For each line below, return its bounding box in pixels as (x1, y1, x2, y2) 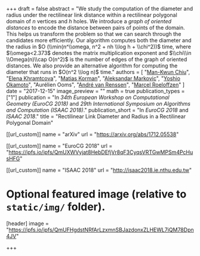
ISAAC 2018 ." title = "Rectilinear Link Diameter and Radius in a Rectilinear (6, 113, 186, 120)
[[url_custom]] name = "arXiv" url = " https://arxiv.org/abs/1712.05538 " (6, 131, 179, 138)
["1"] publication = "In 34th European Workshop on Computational (6, 94, 170, 101)
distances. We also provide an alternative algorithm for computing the (6, 62, 178, 69)
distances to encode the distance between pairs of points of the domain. (6, 24, 185, 31)
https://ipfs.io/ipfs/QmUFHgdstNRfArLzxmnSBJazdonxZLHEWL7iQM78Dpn (8, 226, 194, 233)
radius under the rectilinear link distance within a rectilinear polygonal (6, 11, 177, 18)
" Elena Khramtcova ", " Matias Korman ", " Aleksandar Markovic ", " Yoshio (6, 75, 181, 82)
